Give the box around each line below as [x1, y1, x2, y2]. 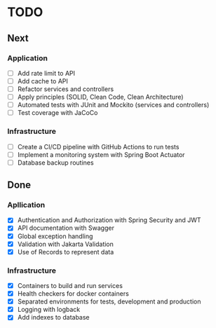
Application [7, 53, 48, 63]
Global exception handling [17, 232, 93, 240]
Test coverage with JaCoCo [17, 109, 98, 117]
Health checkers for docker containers [17, 289, 130, 298]
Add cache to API [17, 76, 69, 85]
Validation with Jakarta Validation [17, 240, 114, 248]
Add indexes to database [17, 313, 90, 322]
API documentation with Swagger [17, 224, 114, 232]
